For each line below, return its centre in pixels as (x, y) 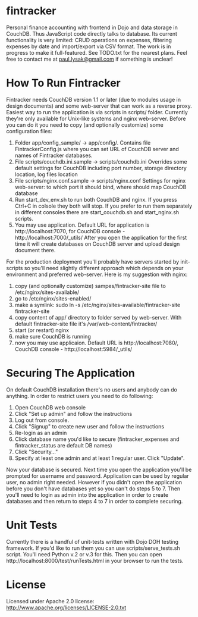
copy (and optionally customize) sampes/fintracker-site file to (90, 286)
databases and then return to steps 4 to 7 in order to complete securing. (95, 501)
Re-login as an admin (41, 433)
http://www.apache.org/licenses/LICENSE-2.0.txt (66, 607)
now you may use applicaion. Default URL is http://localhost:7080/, (97, 343)
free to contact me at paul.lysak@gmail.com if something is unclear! (89, 59)
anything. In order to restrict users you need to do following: (80, 396)
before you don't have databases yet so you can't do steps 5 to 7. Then (93, 488)
